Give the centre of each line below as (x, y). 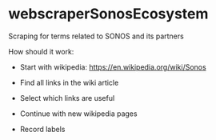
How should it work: (41, 51)
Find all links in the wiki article (69, 82)
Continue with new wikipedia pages (78, 114)
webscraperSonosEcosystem (108, 14)
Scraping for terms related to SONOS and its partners (96, 36)
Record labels (42, 129)
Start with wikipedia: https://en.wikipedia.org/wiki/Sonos (113, 67)
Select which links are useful (67, 98)
